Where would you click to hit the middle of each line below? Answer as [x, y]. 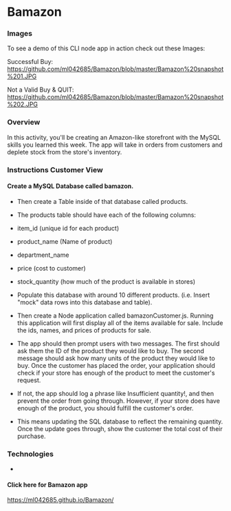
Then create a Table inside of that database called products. [102, 201]
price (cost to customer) [51, 268]
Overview [24, 123]
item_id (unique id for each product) [68, 228]
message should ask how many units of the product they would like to [116, 358]
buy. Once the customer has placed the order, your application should [116, 365]
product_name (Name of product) [65, 241]
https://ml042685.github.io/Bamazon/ [60, 500]
